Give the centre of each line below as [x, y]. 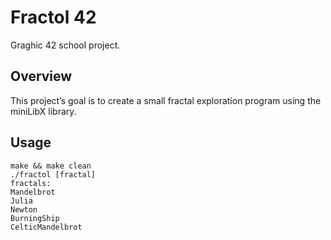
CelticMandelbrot [46, 227]
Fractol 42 [53, 17]
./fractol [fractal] [53, 174]
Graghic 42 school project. [65, 45]
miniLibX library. [43, 111]
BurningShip [35, 218]
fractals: [31, 183]
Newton [24, 209]
